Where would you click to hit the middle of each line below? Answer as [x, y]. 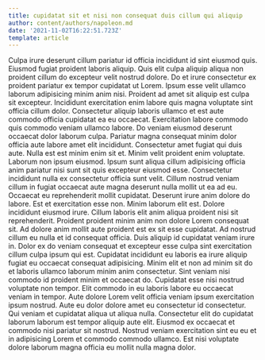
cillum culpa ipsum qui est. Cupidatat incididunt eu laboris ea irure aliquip [128, 254]
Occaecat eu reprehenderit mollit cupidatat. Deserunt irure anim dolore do [129, 195]
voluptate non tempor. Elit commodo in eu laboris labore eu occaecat [121, 288]
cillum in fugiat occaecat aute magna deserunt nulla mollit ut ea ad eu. [123, 187]
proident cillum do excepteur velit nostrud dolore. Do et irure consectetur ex [132, 77]
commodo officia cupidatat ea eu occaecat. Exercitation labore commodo [128, 119]
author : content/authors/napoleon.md [71, 23]
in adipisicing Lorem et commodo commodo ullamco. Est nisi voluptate [124, 339]
